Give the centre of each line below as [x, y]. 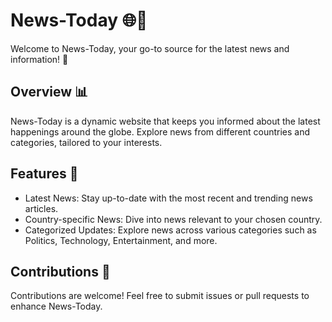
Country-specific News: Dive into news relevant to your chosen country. [173, 219]
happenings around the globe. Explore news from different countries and [160, 131]
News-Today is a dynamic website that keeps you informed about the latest [165, 121]
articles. [41, 208]
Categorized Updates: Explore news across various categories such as [170, 230]
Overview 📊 [49, 92]
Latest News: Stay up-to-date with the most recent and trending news [168, 198]
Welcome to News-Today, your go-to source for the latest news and [150, 48]
